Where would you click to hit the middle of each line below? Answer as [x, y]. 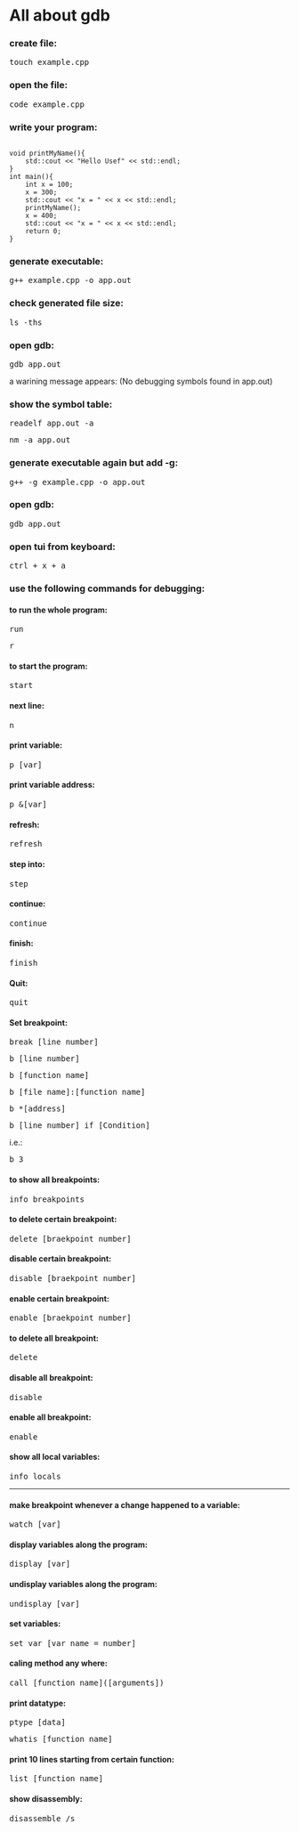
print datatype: [38, 1703]
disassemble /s [42, 1818]
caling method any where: [59, 1663]
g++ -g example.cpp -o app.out [77, 482]
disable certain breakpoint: [61, 1259]
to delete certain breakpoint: [63, 1220]
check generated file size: [67, 304]
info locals [35, 1476]
